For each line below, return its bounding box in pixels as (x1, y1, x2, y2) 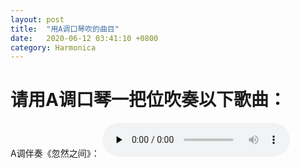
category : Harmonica (10, 42, 97, 53)
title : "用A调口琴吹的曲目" (10, 24, 120, 34)
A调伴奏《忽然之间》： (10, 147, 100, 160)
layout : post (10, 14, 65, 25)
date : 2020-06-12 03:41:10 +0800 (10, 33, 159, 43)
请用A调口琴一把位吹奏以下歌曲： (10, 89, 287, 111)
